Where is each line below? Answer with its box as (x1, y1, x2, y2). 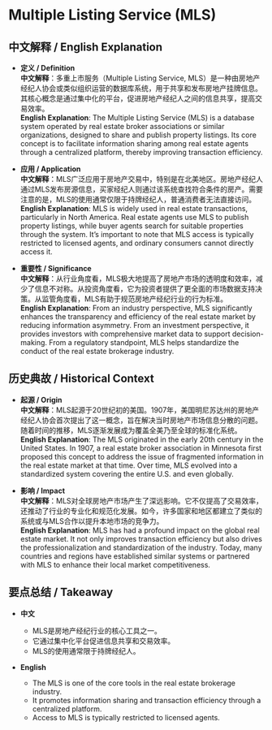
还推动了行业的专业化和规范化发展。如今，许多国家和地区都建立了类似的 (19, 506, 262, 516)
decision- (231, 329, 264, 339)
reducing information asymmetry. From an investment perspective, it (19, 321, 249, 330)
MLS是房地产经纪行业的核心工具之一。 (32, 625, 162, 635)
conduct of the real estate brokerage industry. (19, 347, 175, 356)
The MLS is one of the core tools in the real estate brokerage (32, 678, 236, 688)
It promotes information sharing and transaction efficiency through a (32, 695, 261, 705)
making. (19, 338, 47, 347)
